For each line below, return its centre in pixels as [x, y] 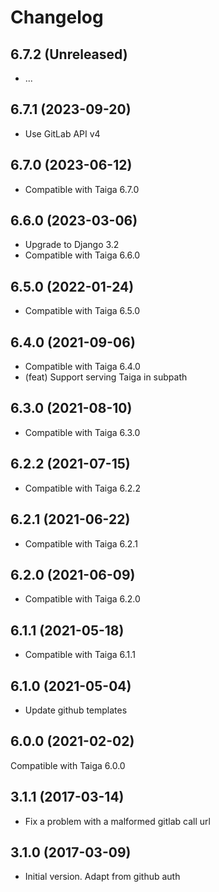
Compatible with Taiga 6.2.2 [82, 488]
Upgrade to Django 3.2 [72, 245]
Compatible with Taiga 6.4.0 [82, 367]
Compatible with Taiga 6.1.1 [80, 655]
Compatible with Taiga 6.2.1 [81, 543]
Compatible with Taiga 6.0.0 [68, 765]
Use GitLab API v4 [62, 133]
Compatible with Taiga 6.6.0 [82, 255]
